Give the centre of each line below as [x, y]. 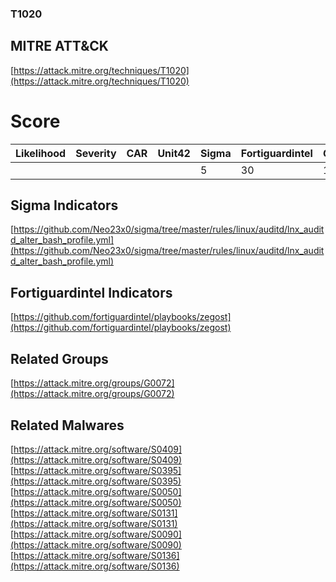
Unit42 [174, 153]
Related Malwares [67, 425]
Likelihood [41, 153]
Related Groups [59, 358]
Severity [96, 153]
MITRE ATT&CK [59, 46]
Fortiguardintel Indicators [91, 292]
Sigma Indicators [64, 205]
